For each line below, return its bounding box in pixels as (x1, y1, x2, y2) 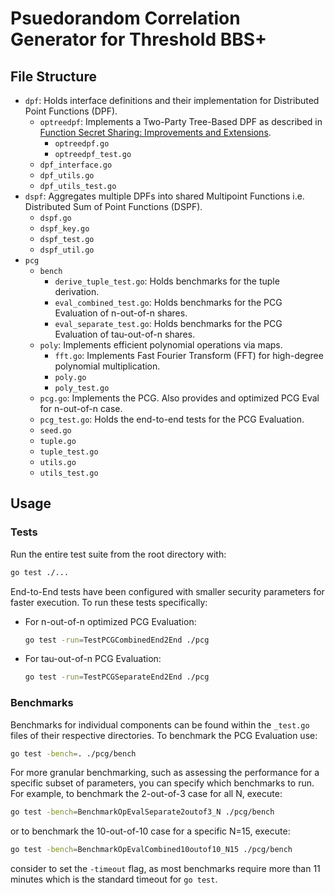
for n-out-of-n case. (39, 403, 123, 414)
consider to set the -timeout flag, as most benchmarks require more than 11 (10, 863, 321, 875)
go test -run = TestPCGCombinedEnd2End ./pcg (24, 635, 210, 645)
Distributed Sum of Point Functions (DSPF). (24, 201, 203, 212)
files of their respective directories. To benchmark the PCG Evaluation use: (10, 729, 318, 741)
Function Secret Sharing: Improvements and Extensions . (39, 127, 272, 138)
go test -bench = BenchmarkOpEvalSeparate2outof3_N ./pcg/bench (10, 807, 275, 817)
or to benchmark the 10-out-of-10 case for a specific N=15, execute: (10, 825, 291, 837)
